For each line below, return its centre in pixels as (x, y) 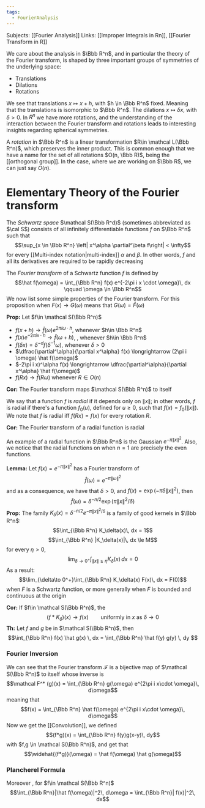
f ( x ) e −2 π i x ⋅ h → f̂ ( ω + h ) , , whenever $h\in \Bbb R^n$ (81, 337)
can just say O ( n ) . (28, 168)
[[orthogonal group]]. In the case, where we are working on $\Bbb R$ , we (99, 161)
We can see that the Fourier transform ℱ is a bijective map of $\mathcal (97, 667)
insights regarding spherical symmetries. (58, 130)
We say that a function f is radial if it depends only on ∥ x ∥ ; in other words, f (101, 401)
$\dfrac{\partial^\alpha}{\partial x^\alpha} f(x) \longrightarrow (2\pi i (101, 352)
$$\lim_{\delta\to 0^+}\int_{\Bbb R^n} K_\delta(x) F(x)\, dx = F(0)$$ (103, 579)
